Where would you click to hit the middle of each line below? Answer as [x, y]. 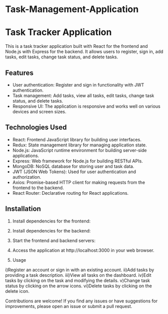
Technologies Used [36, 128]
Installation [23, 209]
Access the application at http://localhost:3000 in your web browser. [83, 250]
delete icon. [17, 291]
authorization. [27, 177]
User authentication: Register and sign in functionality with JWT [78, 85]
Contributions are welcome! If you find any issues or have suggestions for [81, 301]
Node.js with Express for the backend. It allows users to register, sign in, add [84, 52]
